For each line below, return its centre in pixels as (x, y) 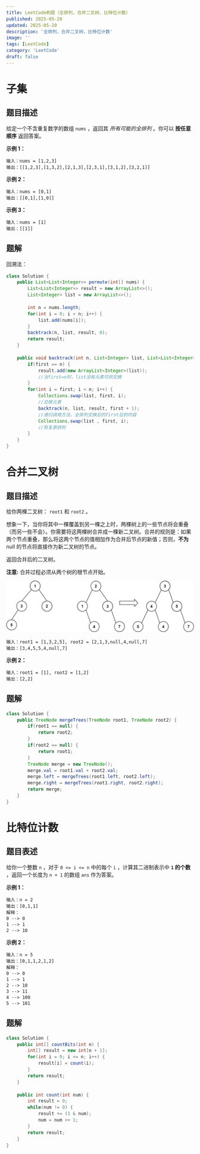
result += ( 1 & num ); (65, 1114)
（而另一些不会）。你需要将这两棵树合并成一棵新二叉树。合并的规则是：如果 (99, 532)
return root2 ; (55, 732)
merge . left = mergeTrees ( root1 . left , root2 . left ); (92, 777)
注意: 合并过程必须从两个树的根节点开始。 (57, 572)
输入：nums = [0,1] (29, 191)
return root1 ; (55, 751)
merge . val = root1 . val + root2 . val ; (73, 770)
